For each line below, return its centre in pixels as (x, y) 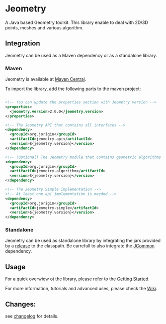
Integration (23, 44)
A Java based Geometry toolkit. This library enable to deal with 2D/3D (77, 22)
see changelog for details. (32, 316)
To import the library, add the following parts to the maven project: (73, 89)
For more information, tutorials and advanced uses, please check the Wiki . (81, 289)
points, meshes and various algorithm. (44, 27)
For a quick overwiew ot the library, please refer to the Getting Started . (78, 279)
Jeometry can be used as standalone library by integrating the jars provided (83, 241)
